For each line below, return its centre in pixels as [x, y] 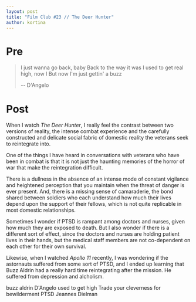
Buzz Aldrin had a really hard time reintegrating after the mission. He [89, 270]
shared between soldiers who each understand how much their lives [89, 198]
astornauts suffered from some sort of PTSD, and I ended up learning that [95, 264]
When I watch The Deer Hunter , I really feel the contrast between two [90, 125]
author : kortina [26, 22]
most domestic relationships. [41, 210]
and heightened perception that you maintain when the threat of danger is [95, 185]
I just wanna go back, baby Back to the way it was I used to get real [102, 67]
